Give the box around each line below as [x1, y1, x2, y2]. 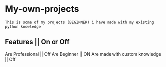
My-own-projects [5, 3, 79, 15]
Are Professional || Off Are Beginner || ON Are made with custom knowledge [5, 51, 161, 57]
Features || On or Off [5, 38, 70, 46]
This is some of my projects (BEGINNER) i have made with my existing [5, 20, 154, 25]
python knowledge [5, 24, 41, 29]
